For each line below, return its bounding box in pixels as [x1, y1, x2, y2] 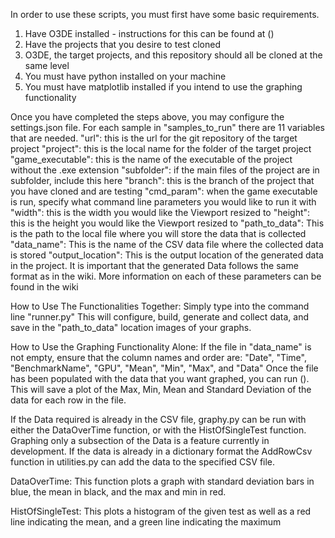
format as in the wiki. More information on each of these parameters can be [10, 270, 322, 282]
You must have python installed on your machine [24, 70, 227, 82]
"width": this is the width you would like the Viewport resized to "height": [10, 207, 311, 218]
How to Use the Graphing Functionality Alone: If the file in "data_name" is [10, 341, 312, 353]
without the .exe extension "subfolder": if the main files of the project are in [10, 164, 320, 176]
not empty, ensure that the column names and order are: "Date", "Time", [10, 352, 307, 363]
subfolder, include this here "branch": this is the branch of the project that [10, 175, 315, 186]
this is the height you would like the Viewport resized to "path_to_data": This [10, 217, 325, 229]
